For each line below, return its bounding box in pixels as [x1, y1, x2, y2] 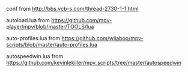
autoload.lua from [6, 17, 50, 23]
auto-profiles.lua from [6, 35, 61, 41]
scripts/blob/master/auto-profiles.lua [6, 41, 98, 48]
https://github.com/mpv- [50, 17, 112, 23]
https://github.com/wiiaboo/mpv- [61, 35, 144, 41]
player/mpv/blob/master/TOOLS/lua [6, 23, 94, 30]
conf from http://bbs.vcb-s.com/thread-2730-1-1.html [6, 5, 139, 12]
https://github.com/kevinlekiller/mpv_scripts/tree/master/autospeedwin [6, 59, 182, 66]
